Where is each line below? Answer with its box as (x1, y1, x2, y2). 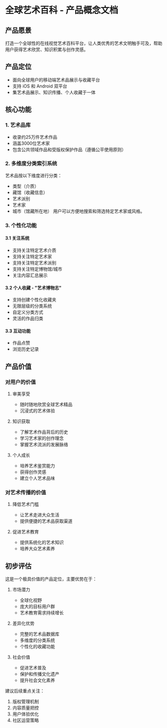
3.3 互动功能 (5, 328, 31, 334)
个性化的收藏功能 (19, 643, 55, 649)
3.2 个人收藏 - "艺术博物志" (5, 285, 62, 291)
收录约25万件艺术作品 (12, 134, 57, 140)
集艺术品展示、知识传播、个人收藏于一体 (12, 89, 96, 95)
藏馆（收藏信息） (12, 189, 48, 195)
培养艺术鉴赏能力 (19, 463, 55, 469)
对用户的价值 (5, 378, 36, 385)
